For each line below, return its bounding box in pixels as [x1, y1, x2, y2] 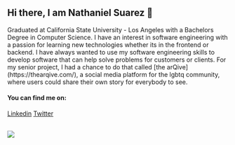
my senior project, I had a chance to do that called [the [7, 62, 166, 71]
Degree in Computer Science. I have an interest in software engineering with [7, 33, 228, 41]
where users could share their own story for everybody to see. [7, 78, 188, 86]
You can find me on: [7, 94, 67, 102]
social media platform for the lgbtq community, [85, 70, 220, 78]
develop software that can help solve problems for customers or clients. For [7, 55, 227, 64]
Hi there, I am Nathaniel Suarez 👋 [7, 7, 153, 19]
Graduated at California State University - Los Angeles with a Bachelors [7, 25, 214, 34]
